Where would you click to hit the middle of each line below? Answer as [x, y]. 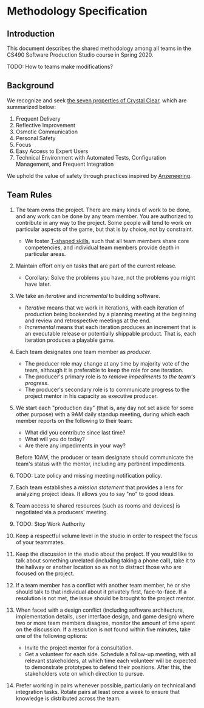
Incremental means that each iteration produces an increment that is [110, 327]
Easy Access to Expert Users [52, 151]
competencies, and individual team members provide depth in [102, 247]
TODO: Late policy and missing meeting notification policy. [89, 475]
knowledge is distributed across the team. [68, 698]
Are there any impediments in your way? [75, 445]
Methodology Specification [77, 11]
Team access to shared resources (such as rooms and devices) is [98, 505]
